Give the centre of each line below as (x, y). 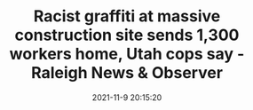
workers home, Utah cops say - (127, 54)
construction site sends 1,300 (127, 35)
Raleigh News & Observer (127, 73)
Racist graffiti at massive (127, 16)
